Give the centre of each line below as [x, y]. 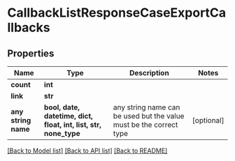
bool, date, [62, 107]
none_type [62, 133]
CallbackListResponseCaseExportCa [117, 13]
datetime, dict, [69, 116]
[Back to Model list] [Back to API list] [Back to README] [87, 151]
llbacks [29, 28]
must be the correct [145, 125]
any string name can [147, 107]
